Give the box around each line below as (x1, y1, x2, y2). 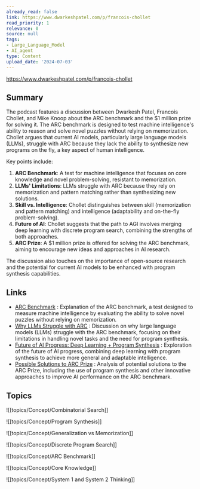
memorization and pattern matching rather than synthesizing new (14, 189, 176, 196)
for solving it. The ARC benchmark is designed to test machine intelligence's (6, 121, 194, 129)
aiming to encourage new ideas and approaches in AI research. (14, 246, 171, 253)
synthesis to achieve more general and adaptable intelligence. (14, 354, 168, 362)
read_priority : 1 (6, 20, 50, 26)
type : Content (6, 53, 42, 59)
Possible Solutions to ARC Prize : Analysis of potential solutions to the (14, 360, 187, 368)
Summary (6, 92, 44, 102)
